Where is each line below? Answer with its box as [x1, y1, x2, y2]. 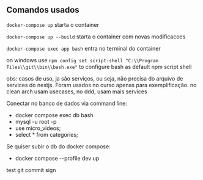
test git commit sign [6, 166, 56, 173]
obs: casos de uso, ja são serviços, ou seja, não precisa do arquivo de [6, 74, 183, 82]
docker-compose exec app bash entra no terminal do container [6, 45, 161, 52]
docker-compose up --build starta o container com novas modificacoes [6, 33, 186, 40]
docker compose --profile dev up [15, 154, 100, 162]
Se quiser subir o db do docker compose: [6, 143, 111, 150]
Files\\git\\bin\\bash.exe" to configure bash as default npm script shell [6, 63, 192, 70]
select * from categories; [15, 131, 78, 138]
